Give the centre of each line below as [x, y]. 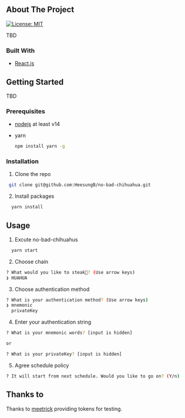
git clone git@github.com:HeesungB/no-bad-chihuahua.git [80, 185]
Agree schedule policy [42, 365]
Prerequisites [26, 111]
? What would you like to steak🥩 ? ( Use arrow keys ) [70, 272]
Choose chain [31, 261]
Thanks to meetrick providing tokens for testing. [64, 409]
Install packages [34, 196]
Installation [23, 161]
